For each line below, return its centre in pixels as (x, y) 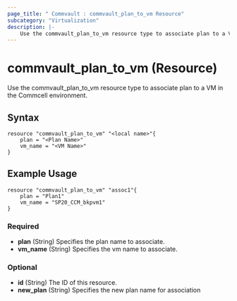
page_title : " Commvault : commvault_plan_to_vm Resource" (96, 14)
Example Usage (42, 174)
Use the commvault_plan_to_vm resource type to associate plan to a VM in (115, 88)
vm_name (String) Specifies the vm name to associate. (97, 249)
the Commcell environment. (48, 95)
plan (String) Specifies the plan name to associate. (91, 242)
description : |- (31, 27)
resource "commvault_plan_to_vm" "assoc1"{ (72, 190)
